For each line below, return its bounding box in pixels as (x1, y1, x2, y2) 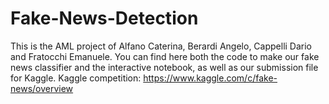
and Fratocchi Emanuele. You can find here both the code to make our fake (10, 50, 320, 62)
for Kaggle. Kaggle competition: (10, 72, 142, 84)
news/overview (10, 82, 74, 94)
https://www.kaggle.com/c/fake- (143, 72, 278, 84)
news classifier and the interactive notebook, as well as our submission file (10, 61, 319, 73)
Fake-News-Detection (10, 7, 199, 30)
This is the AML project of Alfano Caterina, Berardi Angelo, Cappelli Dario (10, 40, 313, 52)
